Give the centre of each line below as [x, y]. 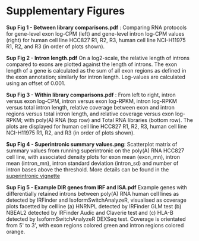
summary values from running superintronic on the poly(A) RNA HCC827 [95, 151]
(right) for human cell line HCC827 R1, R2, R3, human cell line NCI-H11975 [96, 40]
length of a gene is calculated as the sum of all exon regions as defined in [96, 70]
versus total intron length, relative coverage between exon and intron [91, 107]
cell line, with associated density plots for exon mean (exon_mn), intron [93, 157]
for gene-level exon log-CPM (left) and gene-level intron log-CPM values [95, 33]
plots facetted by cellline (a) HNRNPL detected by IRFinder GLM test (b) [94, 206]
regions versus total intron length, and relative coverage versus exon [90, 114]
